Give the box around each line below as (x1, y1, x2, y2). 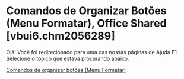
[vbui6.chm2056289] (6, 29, 115, 42)
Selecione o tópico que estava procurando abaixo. (6, 55, 129, 62)
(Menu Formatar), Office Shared (6, 17, 167, 30)
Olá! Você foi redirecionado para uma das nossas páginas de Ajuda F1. (6, 48, 179, 55)
